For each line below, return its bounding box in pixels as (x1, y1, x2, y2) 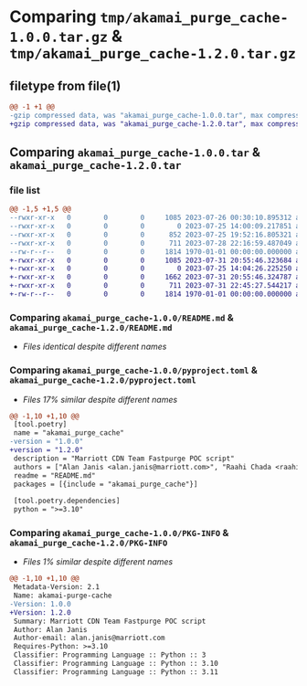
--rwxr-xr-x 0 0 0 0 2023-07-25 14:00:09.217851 (9, 222, 292, 231)
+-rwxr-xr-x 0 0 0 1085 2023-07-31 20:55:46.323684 (9, 256, 292, 265)
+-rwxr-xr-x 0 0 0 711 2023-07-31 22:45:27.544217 (9, 281, 292, 290)
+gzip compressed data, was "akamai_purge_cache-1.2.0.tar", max (9, 119, 263, 129)
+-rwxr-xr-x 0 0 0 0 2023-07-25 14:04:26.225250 (9, 264, 292, 273)
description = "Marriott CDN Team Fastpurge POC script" (13, 454, 235, 463)
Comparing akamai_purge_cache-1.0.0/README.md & (9, 311, 235, 323)
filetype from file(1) (9, 78, 122, 93)
